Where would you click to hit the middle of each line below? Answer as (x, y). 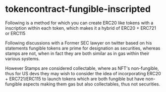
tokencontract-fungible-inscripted (78, 9)
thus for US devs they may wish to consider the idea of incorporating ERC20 (83, 73)
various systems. (23, 58)
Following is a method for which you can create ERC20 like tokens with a (79, 23)
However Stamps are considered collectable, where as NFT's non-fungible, (82, 68)
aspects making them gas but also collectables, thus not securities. (92, 84)
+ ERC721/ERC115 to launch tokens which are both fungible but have (75, 79)
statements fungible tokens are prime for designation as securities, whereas (83, 48)
